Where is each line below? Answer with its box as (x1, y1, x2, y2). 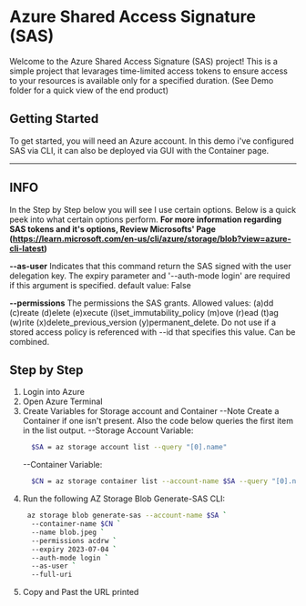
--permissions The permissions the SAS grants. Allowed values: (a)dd (9, 298, 274, 308)
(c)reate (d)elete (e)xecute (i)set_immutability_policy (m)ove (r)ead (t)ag (9, 307, 280, 318)
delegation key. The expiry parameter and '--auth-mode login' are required (9, 270, 291, 281)
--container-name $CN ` (31, 520, 121, 529)
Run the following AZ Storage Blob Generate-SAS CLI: (22, 493, 226, 504)
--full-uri (31, 571, 73, 580)
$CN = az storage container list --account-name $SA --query (31, 477, 269, 486)
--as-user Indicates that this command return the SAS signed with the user (9, 260, 291, 271)
